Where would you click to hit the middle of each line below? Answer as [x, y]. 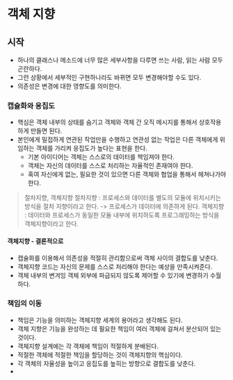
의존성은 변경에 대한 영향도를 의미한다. [69, 86]
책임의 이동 [25, 304]
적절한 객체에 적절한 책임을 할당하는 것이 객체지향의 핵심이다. [100, 354]
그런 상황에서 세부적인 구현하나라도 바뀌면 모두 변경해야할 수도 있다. [109, 77]
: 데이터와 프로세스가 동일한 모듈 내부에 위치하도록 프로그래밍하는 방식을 [122, 215]
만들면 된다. [46, 131]
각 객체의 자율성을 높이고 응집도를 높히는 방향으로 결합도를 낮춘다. [106, 363]
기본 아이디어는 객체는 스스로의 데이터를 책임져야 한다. [101, 157]
